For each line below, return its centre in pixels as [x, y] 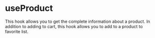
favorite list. [17, 31]
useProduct [29, 8]
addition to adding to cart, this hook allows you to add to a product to [74, 26]
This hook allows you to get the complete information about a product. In [77, 21]
